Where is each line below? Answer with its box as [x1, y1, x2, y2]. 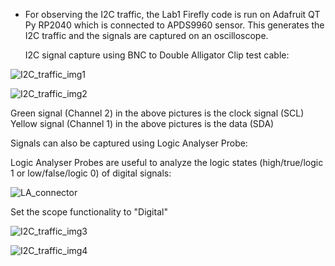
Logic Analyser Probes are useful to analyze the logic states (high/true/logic [10, 157, 324, 168]
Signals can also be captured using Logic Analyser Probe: [10, 137, 248, 149]
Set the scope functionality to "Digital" [10, 206, 168, 218]
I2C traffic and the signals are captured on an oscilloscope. [24, 30, 269, 41]
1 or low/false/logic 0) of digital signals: [10, 167, 172, 179]
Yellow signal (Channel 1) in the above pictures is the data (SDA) [10, 118, 275, 129]
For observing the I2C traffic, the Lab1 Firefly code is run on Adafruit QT [24, 9, 321, 20]
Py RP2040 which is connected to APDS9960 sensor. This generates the [24, 19, 325, 31]
